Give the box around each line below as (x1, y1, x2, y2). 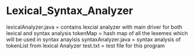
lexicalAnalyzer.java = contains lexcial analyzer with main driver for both (6, 23, 183, 30)
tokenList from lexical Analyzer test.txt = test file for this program (6, 42, 165, 49)
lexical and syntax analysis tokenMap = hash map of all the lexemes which (6, 29, 188, 36)
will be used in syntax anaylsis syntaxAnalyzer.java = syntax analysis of (6, 36, 181, 43)
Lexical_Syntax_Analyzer (6, 4, 133, 18)
